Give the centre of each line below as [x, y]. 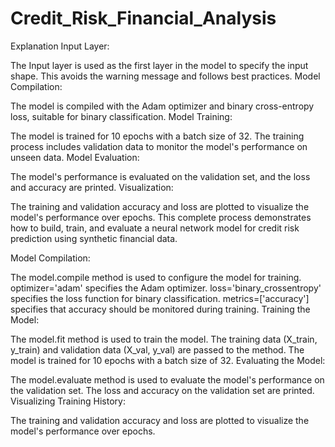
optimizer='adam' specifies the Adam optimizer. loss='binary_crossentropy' [166, 288]
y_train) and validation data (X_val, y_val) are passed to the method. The [157, 349]
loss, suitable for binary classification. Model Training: [121, 116]
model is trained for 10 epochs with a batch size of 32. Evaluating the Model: [168, 360]
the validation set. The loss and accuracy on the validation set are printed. [162, 390]
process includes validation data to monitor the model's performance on [159, 146]
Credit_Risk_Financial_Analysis [143, 18]
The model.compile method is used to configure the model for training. [156, 277]
